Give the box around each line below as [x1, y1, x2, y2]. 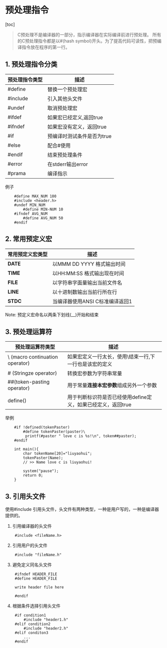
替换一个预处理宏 [47, 86, 88, 93]
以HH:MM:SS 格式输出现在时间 [52, 270, 124, 277]
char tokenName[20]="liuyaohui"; [23, 451, 92, 456]
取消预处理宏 [47, 104, 78, 111]
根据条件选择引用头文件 [12, 603, 61, 609]
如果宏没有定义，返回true [47, 123, 107, 130]
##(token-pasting [7, 379, 50, 386]
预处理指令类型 [7, 76, 43, 83]
